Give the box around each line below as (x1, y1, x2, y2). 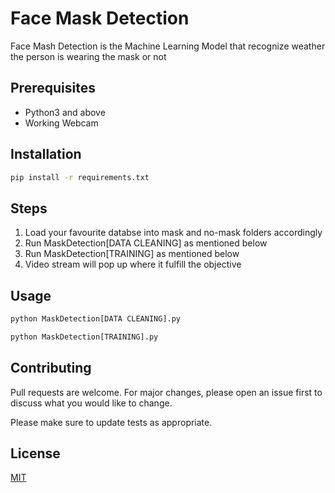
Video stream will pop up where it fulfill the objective (24, 258, 242, 271)
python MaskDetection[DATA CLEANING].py (10, 314, 182, 324)
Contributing (10, 360, 92, 377)
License (10, 445, 61, 462)
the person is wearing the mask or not (10, 50, 167, 62)
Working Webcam (24, 117, 99, 129)
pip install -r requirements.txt (10, 172, 150, 182)
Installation (10, 146, 82, 163)
